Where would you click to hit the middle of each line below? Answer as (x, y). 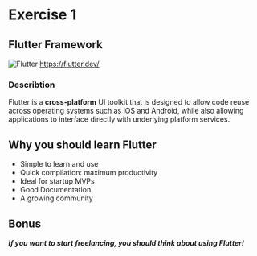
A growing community (57, 198)
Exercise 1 (43, 15)
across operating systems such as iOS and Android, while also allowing (126, 111)
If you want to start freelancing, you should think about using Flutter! (126, 242)
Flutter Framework (55, 45)
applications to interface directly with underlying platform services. (119, 119)
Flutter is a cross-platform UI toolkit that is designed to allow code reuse (129, 102)
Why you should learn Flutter (82, 145)
